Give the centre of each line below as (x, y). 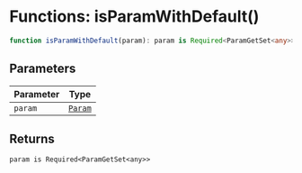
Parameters (43, 69)
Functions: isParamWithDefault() (134, 17)
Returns (32, 139)
